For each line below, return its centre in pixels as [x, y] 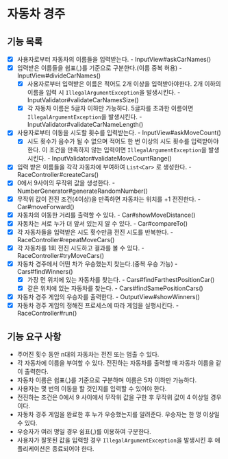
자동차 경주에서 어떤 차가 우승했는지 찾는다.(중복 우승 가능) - [97, 263]
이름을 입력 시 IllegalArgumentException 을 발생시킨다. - [104, 93]
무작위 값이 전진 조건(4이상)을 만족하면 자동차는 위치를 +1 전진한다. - [109, 199]
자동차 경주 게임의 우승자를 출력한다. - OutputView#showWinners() [109, 297]
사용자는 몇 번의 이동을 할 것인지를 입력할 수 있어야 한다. [92, 388]
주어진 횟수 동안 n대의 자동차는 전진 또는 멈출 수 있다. [88, 354]
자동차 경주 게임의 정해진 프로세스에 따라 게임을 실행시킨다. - [98, 305]
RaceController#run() [47, 314]
